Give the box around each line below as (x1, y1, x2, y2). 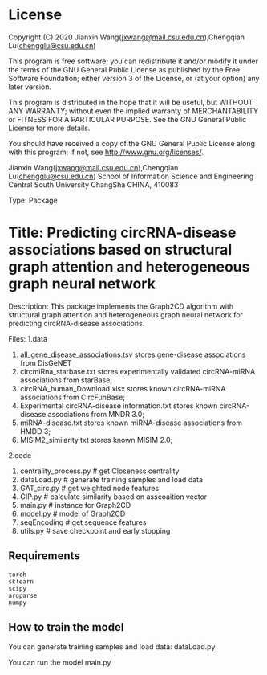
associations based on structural (8, 241, 233, 259)
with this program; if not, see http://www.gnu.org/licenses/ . (8, 147, 204, 157)
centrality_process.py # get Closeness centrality (19, 466, 180, 476)
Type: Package (8, 195, 58, 205)
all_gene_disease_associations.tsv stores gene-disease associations (19, 350, 246, 359)
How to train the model (8, 620, 124, 634)
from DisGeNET (19, 358, 72, 367)
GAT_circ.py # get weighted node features (19, 483, 160, 493)
